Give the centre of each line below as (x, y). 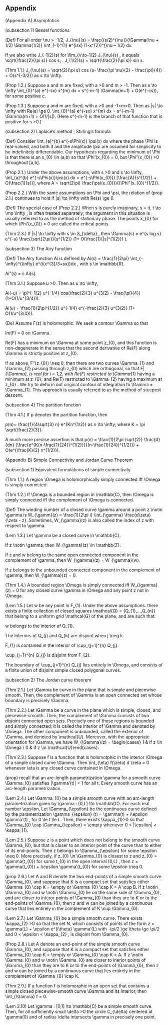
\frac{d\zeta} (137, 515)
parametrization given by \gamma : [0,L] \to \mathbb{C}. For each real (77, 803)
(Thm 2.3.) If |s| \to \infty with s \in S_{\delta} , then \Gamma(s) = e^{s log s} (83, 233)
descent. (14, 395)
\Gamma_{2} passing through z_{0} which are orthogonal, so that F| (75, 368)
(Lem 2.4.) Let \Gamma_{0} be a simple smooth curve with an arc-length (80, 798)
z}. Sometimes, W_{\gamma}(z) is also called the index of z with (88, 520)
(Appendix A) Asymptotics (32, 20)
